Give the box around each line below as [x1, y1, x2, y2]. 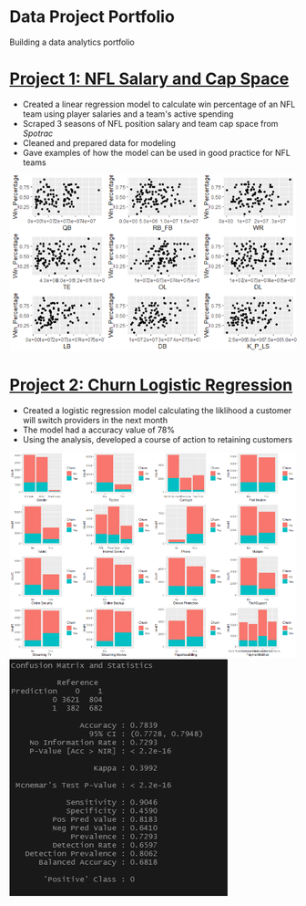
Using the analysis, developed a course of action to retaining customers [22, 434, 293, 445]
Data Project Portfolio [9, 6, 175, 27]
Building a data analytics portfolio [9, 36, 135, 47]
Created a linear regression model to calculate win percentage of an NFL [22, 99, 296, 109]
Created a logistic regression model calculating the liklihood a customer [22, 405, 292, 416]
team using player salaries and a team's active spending [22, 108, 234, 120]
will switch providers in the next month [22, 415, 168, 426]
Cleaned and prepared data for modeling [22, 137, 176, 148]
